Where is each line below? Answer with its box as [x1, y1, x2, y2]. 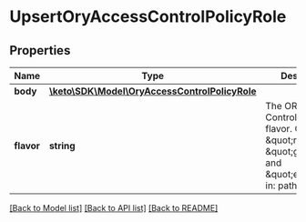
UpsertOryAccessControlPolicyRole [9, 6, 287, 27]
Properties [9, 43, 71, 58]
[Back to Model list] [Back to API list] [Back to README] [9, 203, 219, 213]
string [48, 139, 76, 152]
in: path [265, 179, 298, 192]
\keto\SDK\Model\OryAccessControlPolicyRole [48, 85, 257, 97]
